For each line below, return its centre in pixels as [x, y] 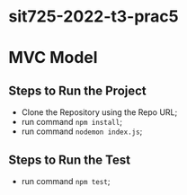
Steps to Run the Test [70, 160]
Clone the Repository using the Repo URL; [99, 112]
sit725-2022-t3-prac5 [93, 17]
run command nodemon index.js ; [82, 131]
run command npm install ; [72, 122]
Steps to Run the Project [78, 90]
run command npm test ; [66, 181]
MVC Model [53, 58]
